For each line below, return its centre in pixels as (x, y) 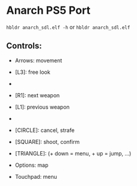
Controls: (24, 46)
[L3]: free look (32, 72)
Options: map (32, 165)
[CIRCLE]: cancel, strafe (45, 130)
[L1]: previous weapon (42, 107)
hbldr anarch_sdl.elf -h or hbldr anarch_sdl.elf (68, 27)
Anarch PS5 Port (48, 10)
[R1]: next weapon (37, 95)
